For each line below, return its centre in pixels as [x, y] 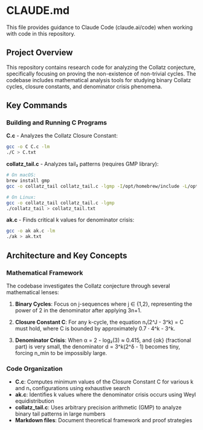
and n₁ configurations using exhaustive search [72, 388]
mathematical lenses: [33, 292]
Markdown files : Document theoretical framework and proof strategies [103, 420]
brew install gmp [28, 181]
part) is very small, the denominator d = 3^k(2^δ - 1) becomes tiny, [97, 346]
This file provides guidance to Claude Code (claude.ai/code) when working [100, 27]
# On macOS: [21, 175]
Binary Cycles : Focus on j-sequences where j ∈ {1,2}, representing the [103, 304]
